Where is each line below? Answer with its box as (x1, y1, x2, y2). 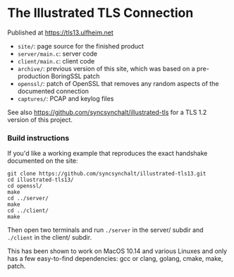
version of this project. (7, 115, 73, 124)
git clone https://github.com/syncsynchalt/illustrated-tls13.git (7, 171, 207, 178)
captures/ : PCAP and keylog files (17, 94, 114, 103)
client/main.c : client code (17, 56, 95, 65)
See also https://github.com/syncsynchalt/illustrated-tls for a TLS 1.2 (7, 108, 207, 116)
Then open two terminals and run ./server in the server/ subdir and (7, 226, 204, 234)
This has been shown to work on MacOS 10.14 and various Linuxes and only (7, 247, 228, 255)
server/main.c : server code (17, 49, 97, 58)
